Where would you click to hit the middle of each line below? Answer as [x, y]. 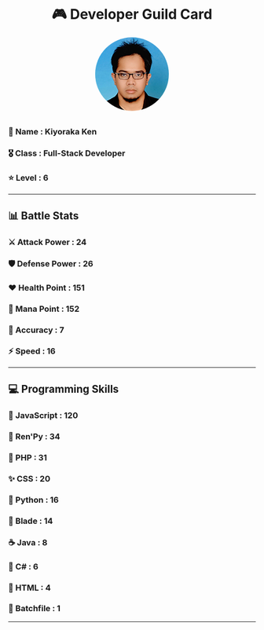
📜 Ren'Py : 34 [34, 437]
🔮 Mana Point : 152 [44, 309]
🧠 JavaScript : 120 [43, 416]
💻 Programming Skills [64, 389]
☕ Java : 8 [28, 542]
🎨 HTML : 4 [29, 588]
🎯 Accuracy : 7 [36, 330]
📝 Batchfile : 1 [35, 609]
